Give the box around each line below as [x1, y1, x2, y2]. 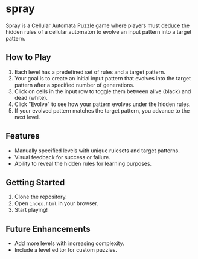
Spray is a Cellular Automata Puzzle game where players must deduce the [5, 22, 190, 29]
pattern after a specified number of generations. [14, 81, 135, 88]
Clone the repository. [14, 193, 67, 201]
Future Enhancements [5, 223, 91, 234]
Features [5, 131, 40, 141]
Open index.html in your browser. [14, 200, 99, 207]
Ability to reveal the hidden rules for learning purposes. [14, 160, 152, 167]
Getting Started [5, 177, 65, 188]
